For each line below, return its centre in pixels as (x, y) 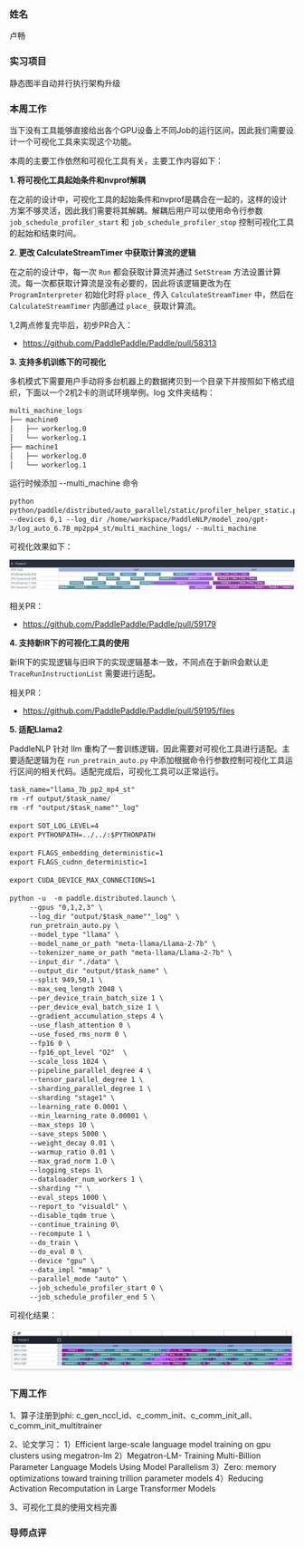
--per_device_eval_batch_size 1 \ (95, 1007)
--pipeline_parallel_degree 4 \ (90, 1070)
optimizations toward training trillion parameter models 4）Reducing (137, 1478)
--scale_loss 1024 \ (68, 1061)
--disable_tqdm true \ (72, 1215)
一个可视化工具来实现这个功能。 (76, 141)
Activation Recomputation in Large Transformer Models (113, 1488)
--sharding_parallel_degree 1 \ (90, 1088)
